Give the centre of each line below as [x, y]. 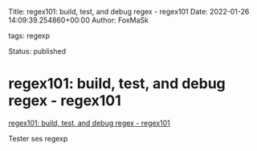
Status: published [37, 51]
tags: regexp [29, 36]
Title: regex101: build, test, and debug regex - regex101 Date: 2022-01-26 [129, 12]
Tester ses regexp [38, 138]
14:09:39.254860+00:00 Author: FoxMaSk [78, 20]
